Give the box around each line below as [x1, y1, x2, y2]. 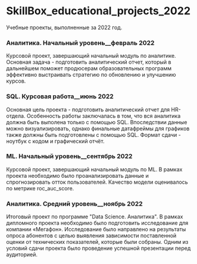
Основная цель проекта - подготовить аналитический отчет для [6, 106, 170, 113]
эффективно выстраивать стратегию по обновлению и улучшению [6, 71, 177, 78]
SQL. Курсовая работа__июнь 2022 [6, 92, 114, 100]
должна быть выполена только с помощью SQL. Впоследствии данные [6, 118, 187, 125]
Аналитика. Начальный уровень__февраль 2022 [6, 39, 155, 47]
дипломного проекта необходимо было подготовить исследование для [6, 219, 189, 227]
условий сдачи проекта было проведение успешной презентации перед [6, 245, 191, 252]
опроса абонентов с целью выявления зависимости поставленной [6, 232, 177, 239]
